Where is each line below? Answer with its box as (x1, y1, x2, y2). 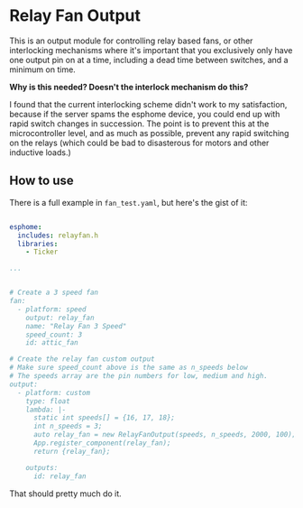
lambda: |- (25, 405, 67, 414)
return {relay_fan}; (32, 447, 111, 456)
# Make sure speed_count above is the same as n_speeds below (9, 363, 248, 373)
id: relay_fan (32, 471, 87, 481)
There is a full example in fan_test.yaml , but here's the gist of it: (9, 197, 248, 208)
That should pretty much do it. (9, 488, 122, 499)
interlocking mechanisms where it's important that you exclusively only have (9, 44, 293, 55)
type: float (25, 396, 70, 406)
